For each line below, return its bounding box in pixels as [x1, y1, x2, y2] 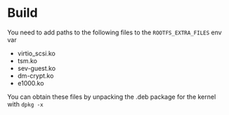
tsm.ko [17, 56, 37, 65]
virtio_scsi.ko [17, 49, 56, 57]
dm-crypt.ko [17, 72, 54, 80]
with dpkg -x [7, 100, 44, 108]
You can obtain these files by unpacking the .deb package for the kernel [7, 93, 216, 101]
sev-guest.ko [17, 64, 56, 72]
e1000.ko [17, 79, 44, 87]
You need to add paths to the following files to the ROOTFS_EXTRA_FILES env [7, 28, 223, 36]
